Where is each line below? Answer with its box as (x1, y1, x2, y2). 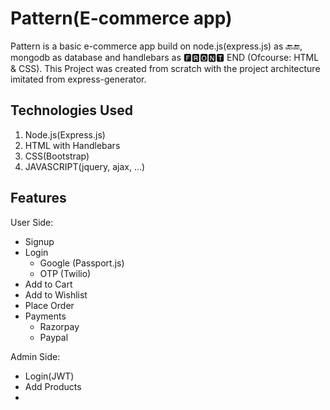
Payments (24, 310, 67, 322)
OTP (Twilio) (39, 267, 92, 279)
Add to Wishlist (24, 288, 88, 301)
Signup (24, 235, 55, 247)
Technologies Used (10, 102, 133, 119)
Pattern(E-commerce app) (10, 7, 233, 30)
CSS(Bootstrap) (24, 150, 90, 162)
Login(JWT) (24, 370, 75, 382)
